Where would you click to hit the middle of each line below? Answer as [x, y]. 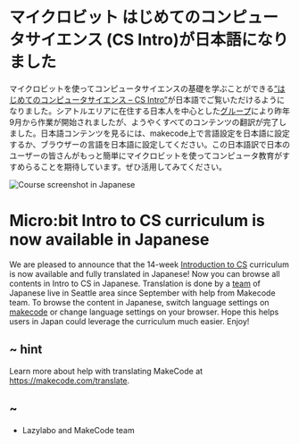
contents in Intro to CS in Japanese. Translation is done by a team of [135, 283]
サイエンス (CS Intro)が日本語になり [157, 40]
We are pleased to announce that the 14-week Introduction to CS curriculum [149, 264]
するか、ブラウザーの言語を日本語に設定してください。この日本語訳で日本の [149, 144]
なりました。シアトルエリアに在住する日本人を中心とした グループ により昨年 [149, 111]
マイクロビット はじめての [105, 17]
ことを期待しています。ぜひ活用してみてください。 [133, 166]
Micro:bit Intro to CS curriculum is [137, 221]
